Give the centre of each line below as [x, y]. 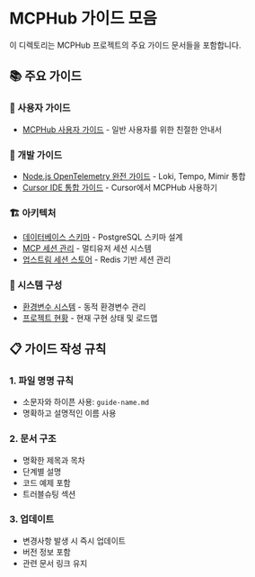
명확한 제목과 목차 [53, 460]
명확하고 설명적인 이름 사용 [69, 413]
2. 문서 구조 [33, 439]
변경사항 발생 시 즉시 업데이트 [74, 540]
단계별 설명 [42, 471]
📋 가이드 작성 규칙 [58, 349]
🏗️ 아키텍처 [33, 212]
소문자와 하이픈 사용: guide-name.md [86, 402]
